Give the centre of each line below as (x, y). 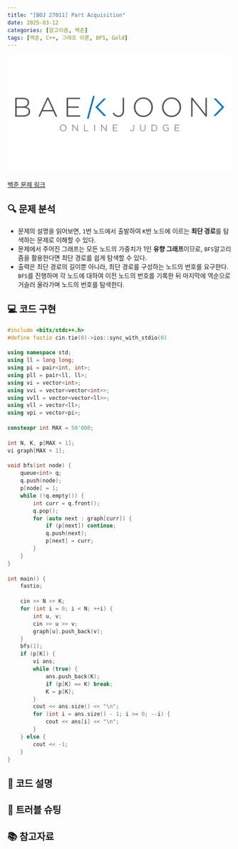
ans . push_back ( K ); (73, 676)
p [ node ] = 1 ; (40, 488)
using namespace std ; (40, 353)
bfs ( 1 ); (31, 646)
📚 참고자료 (31, 837)
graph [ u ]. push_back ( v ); (68, 631)
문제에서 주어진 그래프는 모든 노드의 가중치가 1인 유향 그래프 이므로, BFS (116, 248)
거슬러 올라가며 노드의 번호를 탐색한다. (71, 284)
